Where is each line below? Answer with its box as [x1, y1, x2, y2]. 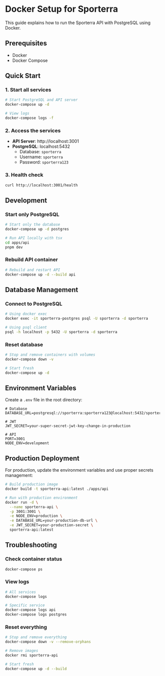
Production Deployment [5, 454, 80, 462]
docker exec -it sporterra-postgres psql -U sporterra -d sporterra [5, 316, 148, 321]
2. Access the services [5, 127, 61, 134]
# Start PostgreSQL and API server [5, 97, 78, 103]
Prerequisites [5, 39, 47, 48]
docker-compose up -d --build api [5, 272, 76, 277]
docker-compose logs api [5, 608, 56, 613]
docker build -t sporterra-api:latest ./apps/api [5, 486, 109, 491]
